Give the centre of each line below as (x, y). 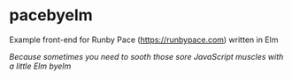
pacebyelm (51, 15)
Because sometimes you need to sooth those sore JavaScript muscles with (146, 56)
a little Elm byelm (40, 66)
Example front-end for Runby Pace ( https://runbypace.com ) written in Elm (144, 40)
